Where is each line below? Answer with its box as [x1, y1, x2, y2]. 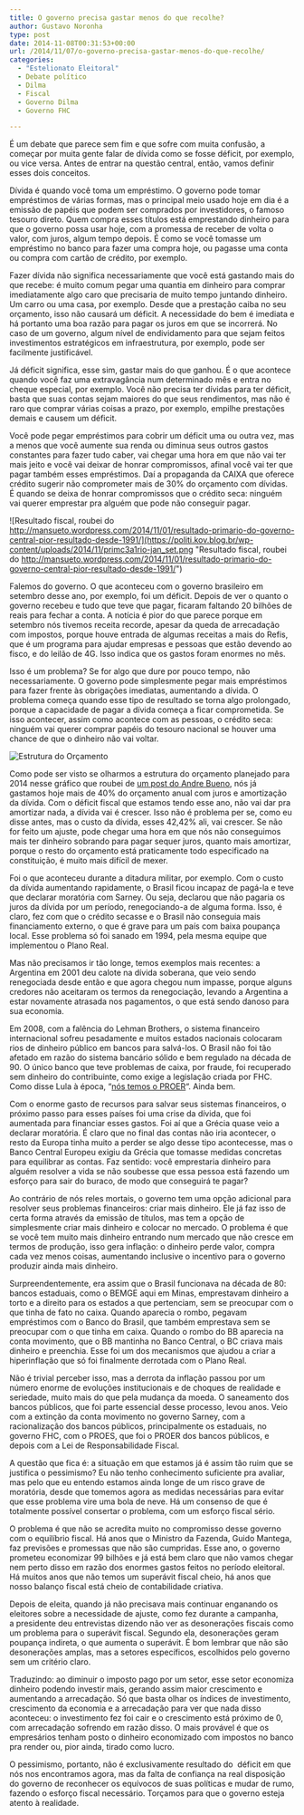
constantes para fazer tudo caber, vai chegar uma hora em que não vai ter [9, 449, 287, 460]
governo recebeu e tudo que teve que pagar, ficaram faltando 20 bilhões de [9, 600, 292, 612]
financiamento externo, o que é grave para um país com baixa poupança [9, 921, 280, 932]
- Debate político [17, 72, 88, 82]
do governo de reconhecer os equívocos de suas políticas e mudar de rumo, [9, 1778, 295, 1790]
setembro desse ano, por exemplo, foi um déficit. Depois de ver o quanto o [9, 591, 289, 602]
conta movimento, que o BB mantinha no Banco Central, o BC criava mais [9, 1336, 283, 1347]
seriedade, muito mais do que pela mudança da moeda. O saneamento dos [9, 1392, 290, 1403]
